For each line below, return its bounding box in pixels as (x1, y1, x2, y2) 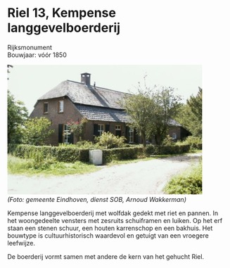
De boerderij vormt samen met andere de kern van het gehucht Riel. (7, 252, 205, 261)
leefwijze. (7, 238, 36, 247)
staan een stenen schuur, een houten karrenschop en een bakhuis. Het (7, 224, 213, 232)
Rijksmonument (7, 43, 53, 51)
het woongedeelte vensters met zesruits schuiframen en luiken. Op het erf (7, 216, 223, 224)
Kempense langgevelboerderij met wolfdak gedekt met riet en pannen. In (7, 209, 219, 217)
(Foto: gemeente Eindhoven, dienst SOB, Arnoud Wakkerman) (7, 195, 186, 203)
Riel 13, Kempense (7, 5, 116, 21)
